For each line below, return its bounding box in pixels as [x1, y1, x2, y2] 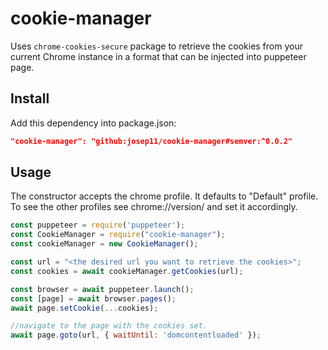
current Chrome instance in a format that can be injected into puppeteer [10, 50, 307, 62]
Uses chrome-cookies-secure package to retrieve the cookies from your [10, 40, 303, 52]
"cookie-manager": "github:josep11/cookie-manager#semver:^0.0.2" [10, 136, 293, 146]
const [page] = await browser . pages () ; [10, 293, 177, 304]
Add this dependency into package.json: [10, 117, 177, 129]
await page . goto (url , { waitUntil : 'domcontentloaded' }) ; [10, 330, 262, 341]
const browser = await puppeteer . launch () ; [10, 284, 195, 294]
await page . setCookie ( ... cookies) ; [10, 303, 159, 313]
